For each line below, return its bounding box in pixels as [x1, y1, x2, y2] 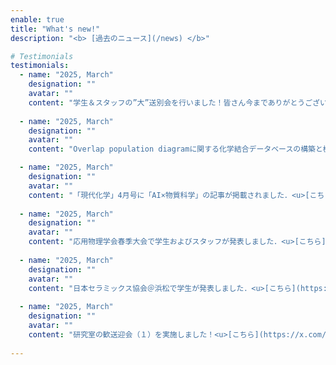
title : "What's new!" [10, 24, 101, 34]
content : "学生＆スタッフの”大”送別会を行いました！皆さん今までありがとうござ [28, 97, 320, 108]
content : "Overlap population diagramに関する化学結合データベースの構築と [28, 144, 323, 155]
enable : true [10, 14, 65, 25]
